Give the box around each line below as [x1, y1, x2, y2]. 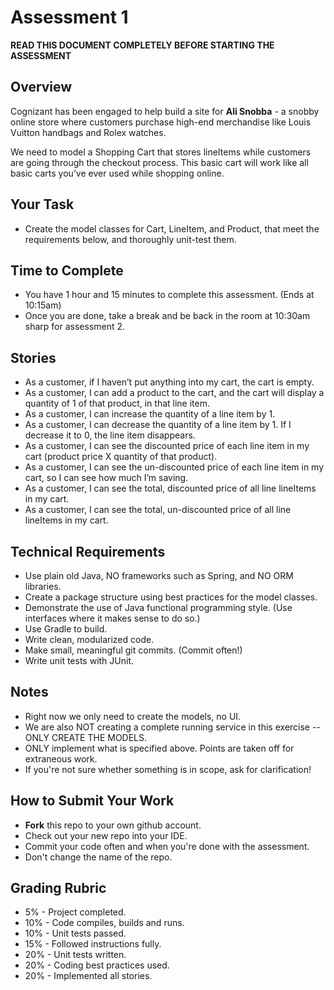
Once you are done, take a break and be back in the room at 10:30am [24, 310, 311, 322]
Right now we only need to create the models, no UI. [24, 710, 242, 722]
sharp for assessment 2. [24, 321, 126, 333]
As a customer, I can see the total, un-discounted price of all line [24, 504, 292, 516]
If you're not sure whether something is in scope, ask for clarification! [24, 763, 312, 775]
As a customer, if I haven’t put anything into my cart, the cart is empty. [24, 376, 315, 388]
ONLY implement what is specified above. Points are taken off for [24, 742, 295, 754]
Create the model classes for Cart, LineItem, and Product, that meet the [24, 222, 320, 235]
